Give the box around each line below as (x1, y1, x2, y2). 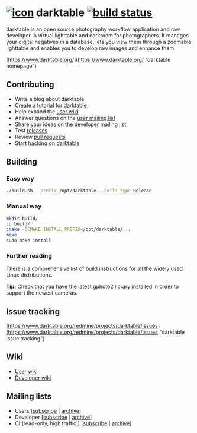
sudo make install (6, 238, 51, 244)
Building (6, 157, 37, 167)
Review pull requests (14, 133, 66, 140)
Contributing (6, 80, 54, 90)
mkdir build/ (6, 216, 38, 222)
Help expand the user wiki (14, 108, 79, 115)
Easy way (6, 175, 34, 183)
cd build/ (6, 221, 31, 227)
